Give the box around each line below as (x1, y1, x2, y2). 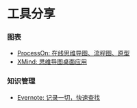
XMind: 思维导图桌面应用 (16, 57, 88, 66)
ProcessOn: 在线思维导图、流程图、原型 (16, 49, 130, 57)
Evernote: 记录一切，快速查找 (16, 93, 101, 101)
